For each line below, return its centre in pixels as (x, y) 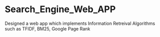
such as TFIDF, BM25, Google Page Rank (48, 28)
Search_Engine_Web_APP (60, 9)
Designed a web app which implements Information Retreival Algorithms (80, 23)
